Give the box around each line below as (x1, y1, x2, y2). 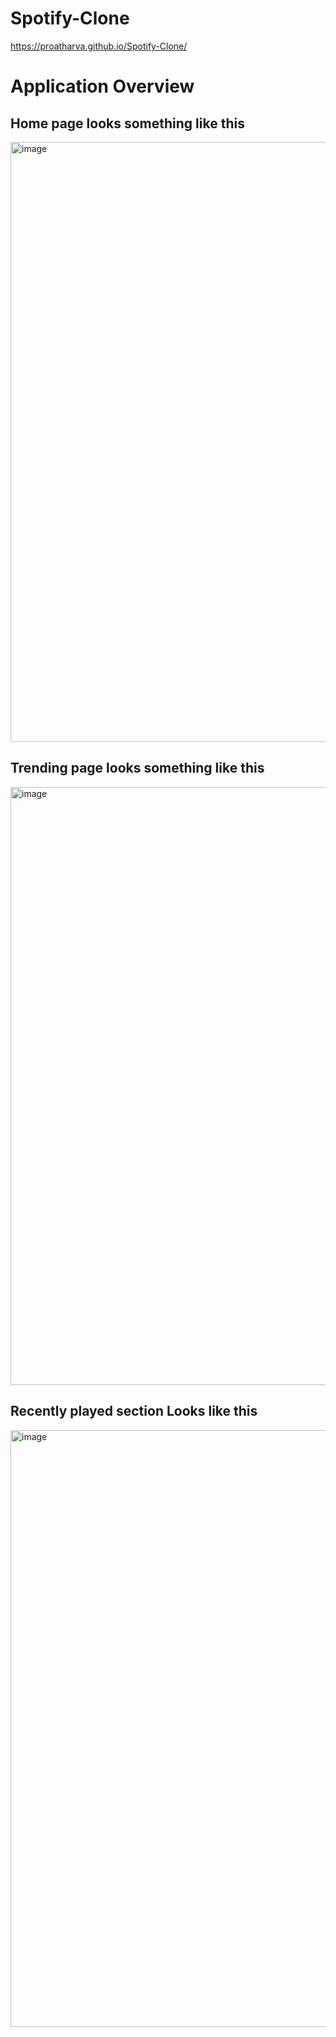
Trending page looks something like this (10, 760, 265, 777)
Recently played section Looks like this (10, 1403, 258, 1420)
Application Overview (10, 75, 195, 98)
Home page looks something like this (10, 115, 245, 132)
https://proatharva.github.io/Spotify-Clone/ (10, 40, 188, 52)
